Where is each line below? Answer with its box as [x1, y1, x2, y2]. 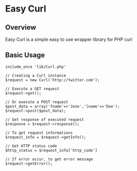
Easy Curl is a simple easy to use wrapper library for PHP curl [5, 36, 132, 42]
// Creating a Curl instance [5, 73, 66, 78]
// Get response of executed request [5, 117, 84, 122]
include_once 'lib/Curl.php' [5, 64, 66, 69]
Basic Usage [5, 51, 45, 59]
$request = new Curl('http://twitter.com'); [5, 77, 100, 82]
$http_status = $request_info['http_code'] [5, 148, 98, 153]
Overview [5, 23, 37, 32]
